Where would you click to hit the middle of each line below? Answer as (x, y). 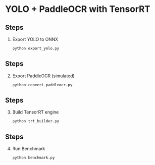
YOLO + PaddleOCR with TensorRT (78, 9)
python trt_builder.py (36, 121)
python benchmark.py (33, 158)
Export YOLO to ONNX (35, 39)
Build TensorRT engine (36, 112)
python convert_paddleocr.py (42, 85)
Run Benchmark (29, 149)
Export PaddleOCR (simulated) (44, 76)
